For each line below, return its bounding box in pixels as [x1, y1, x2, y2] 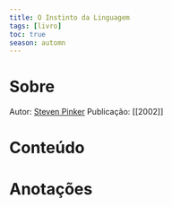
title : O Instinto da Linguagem [9, 13, 130, 22]
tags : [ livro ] [9, 22, 63, 30]
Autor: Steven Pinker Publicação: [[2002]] [9, 107, 164, 117]
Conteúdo [9, 138, 85, 158]
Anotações [9, 178, 93, 199]
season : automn [9, 38, 66, 47]
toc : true [9, 30, 47, 39]
